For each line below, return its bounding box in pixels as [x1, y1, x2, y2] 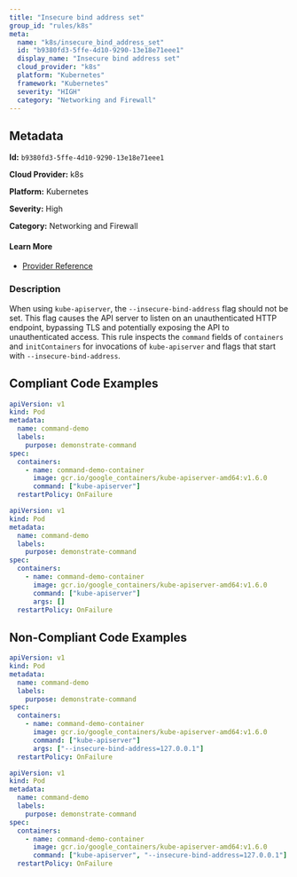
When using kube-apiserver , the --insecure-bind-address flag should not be [9, 303, 289, 313]
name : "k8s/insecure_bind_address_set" [17, 37, 165, 47]
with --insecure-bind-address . [9, 350, 121, 360]
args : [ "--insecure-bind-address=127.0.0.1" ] [32, 744, 204, 753]
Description [9, 283, 61, 296]
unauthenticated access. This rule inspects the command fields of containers [9, 331, 284, 342]
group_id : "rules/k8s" [9, 21, 93, 30]
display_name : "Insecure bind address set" [17, 54, 180, 63]
